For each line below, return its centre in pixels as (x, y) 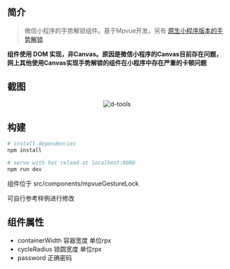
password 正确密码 (45, 258)
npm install (24, 150)
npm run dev (24, 170)
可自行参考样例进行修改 (41, 198)
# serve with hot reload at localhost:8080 (71, 163)
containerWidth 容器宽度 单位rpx (64, 240)
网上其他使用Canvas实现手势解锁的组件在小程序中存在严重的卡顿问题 (107, 63)
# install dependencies (42, 144)
